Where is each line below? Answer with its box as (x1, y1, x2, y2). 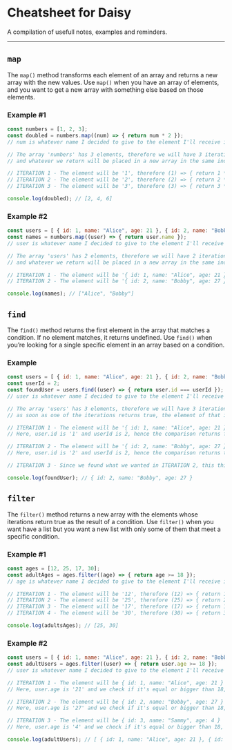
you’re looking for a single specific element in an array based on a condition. (7, 340, 225, 349)
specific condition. (7, 532, 60, 540)
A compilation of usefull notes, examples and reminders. (7, 28, 168, 36)
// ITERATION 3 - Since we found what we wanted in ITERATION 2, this (7, 462, 215, 469)
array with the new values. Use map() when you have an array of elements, (7, 78, 220, 86)
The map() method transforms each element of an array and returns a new (7, 70, 218, 79)
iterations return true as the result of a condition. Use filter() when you (7, 517, 214, 526)
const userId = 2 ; (7, 380, 60, 387)
